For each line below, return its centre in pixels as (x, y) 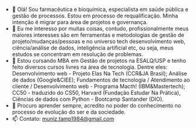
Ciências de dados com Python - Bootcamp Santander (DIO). (88, 99)
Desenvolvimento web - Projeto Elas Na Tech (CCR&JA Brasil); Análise (100, 73)
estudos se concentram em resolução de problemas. (77, 54)
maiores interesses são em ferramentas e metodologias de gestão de (98, 35)
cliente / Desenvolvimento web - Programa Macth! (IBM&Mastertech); (99, 86)
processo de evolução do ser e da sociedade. (69, 112)
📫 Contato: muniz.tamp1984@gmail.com (63, 119)
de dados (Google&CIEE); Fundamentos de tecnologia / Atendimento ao (101, 80)
